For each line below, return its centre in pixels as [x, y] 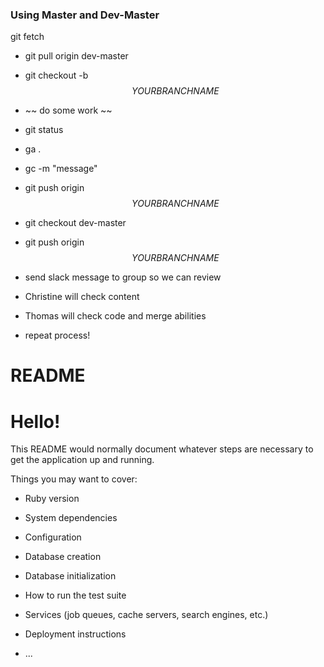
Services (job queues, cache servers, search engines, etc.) [146, 615]
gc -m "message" [61, 169]
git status [44, 130]
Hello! [35, 421]
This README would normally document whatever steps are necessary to [162, 449]
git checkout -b [56, 75]
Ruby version [52, 499]
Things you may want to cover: [74, 479]
